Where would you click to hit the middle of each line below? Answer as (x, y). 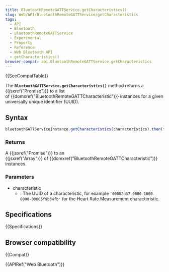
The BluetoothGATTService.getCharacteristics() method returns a (75, 86)
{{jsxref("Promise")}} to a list (35, 91)
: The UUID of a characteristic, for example (64, 193)
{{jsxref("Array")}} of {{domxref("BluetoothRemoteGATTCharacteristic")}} (81, 158)
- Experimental (26, 38)
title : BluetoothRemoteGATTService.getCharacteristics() (66, 10)
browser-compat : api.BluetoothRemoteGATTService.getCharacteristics (78, 62)
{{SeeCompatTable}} (27, 76)
